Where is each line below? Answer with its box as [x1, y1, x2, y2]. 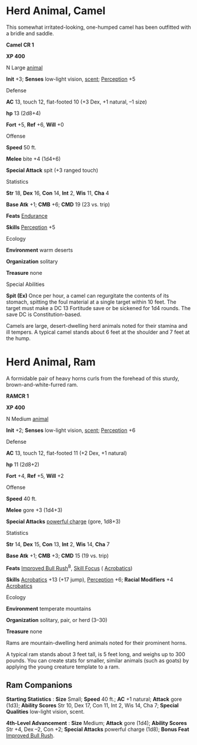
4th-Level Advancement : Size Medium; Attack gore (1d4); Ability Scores [6, 720, 187, 727]
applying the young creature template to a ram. [6, 663, 120, 670]
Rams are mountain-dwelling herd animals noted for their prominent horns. [6, 639, 187, 646]
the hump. [6, 334, 31, 342]
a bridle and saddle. [6, 29, 54, 36]
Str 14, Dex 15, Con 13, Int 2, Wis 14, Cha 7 [6, 540, 110, 548]
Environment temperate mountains [6, 605, 91, 612]
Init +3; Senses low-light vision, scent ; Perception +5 [6, 75, 136, 82]
